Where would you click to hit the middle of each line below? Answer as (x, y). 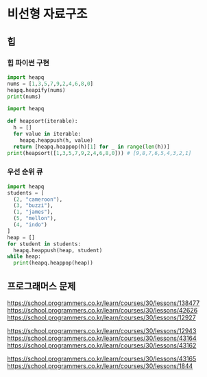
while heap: (24, 257)
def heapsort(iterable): (42, 121)
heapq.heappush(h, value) (57, 140)
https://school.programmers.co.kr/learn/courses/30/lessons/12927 (102, 317)
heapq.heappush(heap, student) (58, 250)
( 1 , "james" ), (33, 212)
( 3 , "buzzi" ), (33, 206)
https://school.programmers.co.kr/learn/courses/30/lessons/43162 (102, 345)
